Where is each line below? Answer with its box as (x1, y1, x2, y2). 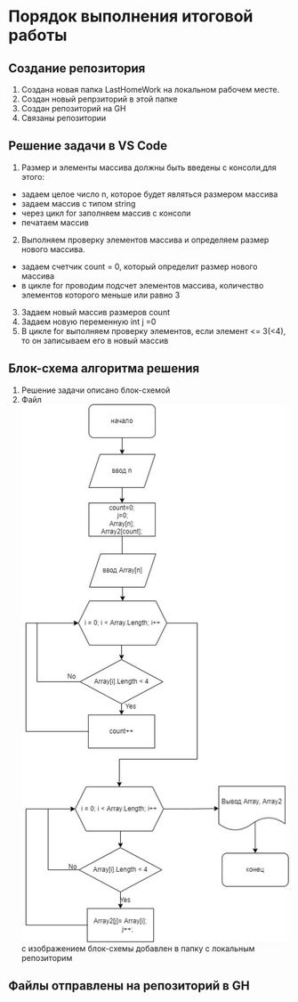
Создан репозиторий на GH (20, 103, 126, 113)
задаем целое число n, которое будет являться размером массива (20, 189, 278, 200)
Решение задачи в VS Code (8, 138, 168, 153)
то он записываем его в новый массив (20, 335, 169, 346)
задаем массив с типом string (20, 198, 136, 208)
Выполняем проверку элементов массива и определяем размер (20, 234, 270, 245)
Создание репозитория (8, 61, 146, 76)
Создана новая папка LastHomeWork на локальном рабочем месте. (20, 85, 280, 94)
